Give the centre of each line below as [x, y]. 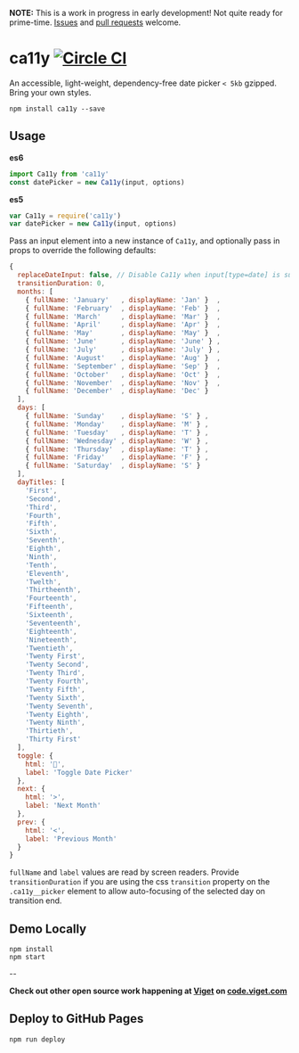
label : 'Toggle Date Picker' [79, 772]
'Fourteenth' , [51, 598]
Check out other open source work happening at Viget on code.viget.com [148, 991]
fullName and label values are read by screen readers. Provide [124, 872]
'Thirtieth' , [49, 731]
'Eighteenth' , [51, 631]
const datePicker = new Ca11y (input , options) [97, 182]
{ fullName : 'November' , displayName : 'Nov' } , [123, 383]
